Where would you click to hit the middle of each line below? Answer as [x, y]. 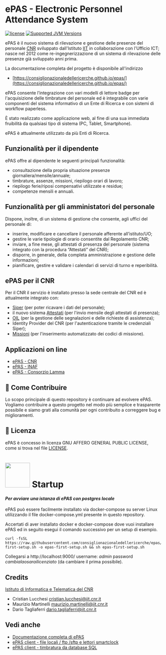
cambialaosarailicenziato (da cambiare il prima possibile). [64, 562]
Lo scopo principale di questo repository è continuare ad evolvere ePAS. [79, 399]
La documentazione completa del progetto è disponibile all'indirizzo [74, 68]
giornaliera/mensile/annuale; [41, 175]
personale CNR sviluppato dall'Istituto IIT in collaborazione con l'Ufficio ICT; [82, 48]
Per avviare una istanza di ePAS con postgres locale [60, 498]
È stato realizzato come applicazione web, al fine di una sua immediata [77, 118]
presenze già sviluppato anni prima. [41, 58]
